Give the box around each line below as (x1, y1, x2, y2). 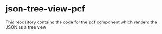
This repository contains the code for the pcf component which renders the (5, 19, 158, 25)
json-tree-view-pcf (5, 3, 86, 14)
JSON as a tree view (5, 24, 47, 30)
